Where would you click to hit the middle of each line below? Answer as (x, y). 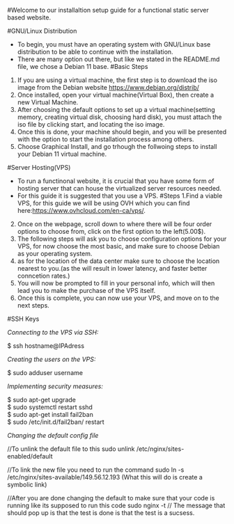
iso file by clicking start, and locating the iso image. (91, 124)
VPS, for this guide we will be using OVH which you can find (103, 203)
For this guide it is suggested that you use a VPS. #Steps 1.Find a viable (120, 196)
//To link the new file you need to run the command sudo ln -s (96, 470)
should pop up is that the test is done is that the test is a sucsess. (101, 513)
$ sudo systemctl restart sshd (50, 407)
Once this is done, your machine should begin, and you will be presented (122, 132)
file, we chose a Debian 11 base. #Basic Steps (83, 66)
